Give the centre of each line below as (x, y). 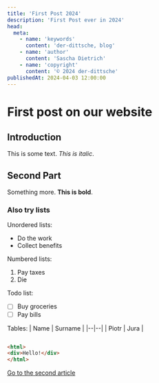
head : (15, 26)
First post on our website (80, 112)
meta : (21, 33)
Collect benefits (40, 246)
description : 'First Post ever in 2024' (66, 20)
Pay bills (29, 314)
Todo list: (20, 293)
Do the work (34, 238)
